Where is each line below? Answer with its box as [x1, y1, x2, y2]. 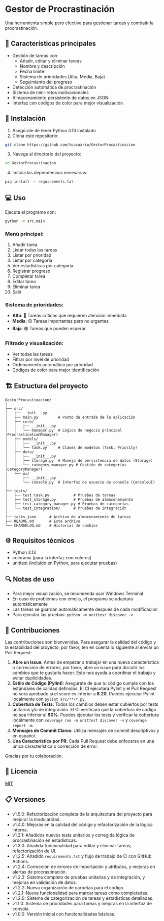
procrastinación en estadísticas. [12, 837, 77, 843]
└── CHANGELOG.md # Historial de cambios [5, 523, 98, 528]
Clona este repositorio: [12, 133, 59, 139]
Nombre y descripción [19, 63, 65, 69]
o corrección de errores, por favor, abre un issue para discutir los [12, 665, 145, 671]
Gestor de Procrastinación [5, 3, 115, 15]
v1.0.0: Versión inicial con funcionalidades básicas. [12, 911, 116, 917]
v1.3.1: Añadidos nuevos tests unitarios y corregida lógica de [12, 832, 135, 838]
